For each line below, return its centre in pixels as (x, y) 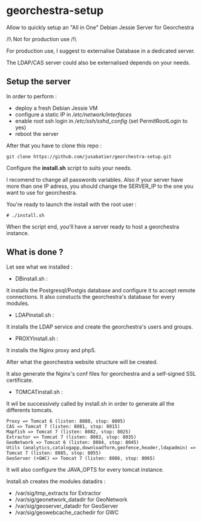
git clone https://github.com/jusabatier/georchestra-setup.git (89, 156)
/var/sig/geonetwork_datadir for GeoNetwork (71, 499)
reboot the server (37, 133)
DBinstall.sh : (31, 278)
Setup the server (38, 82)
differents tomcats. (30, 410)
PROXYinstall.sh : (37, 338)
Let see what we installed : (39, 267)
